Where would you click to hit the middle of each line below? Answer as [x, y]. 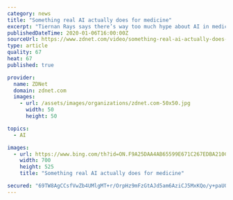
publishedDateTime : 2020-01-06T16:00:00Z [68, 33]
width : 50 [40, 110]
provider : [21, 78]
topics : [18, 129]
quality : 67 [24, 53]
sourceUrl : [23, 39]
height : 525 [37, 167]
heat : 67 [20, 59]
